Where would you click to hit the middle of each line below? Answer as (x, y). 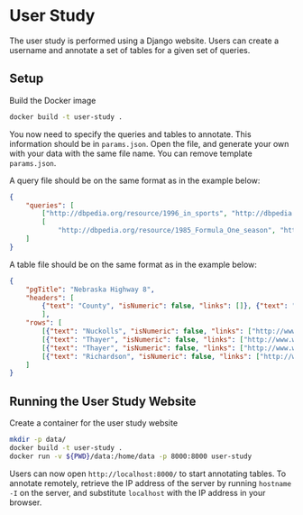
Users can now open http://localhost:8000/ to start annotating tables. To (148, 474)
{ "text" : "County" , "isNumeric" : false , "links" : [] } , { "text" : (165, 306)
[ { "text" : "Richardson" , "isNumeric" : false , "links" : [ (151, 356)
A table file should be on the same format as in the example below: (133, 264)
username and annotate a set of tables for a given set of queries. (130, 50)
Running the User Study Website (103, 401)
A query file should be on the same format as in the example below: (135, 180)
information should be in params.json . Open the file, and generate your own (149, 143)
